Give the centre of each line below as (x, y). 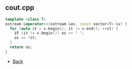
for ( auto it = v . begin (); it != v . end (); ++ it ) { (64, 28)
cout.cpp (20, 8)
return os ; (21, 47)
